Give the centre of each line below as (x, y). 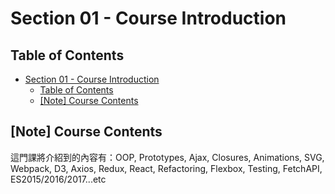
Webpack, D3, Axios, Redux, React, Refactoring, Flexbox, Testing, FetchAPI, (166, 168)
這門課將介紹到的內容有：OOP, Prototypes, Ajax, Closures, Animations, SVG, (167, 157)
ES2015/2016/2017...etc (58, 179)
